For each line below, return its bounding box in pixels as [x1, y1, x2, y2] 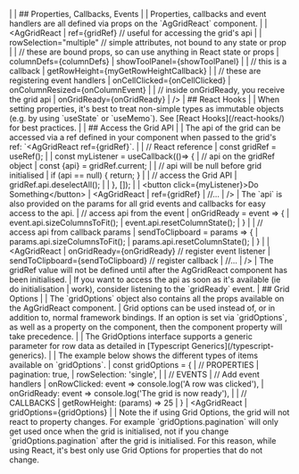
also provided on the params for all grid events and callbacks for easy [9, 198, 266, 209]
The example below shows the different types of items [57, 350, 259, 361]
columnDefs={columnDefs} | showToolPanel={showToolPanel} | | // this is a [9, 56, 287, 66]
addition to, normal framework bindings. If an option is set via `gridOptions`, [9, 312, 287, 322]
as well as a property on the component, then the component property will [9, 321, 283, 332]
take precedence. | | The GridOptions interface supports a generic [9, 331, 253, 342]
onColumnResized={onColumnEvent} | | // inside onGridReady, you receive [9, 85, 286, 95]
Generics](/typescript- [191, 341, 274, 351]
